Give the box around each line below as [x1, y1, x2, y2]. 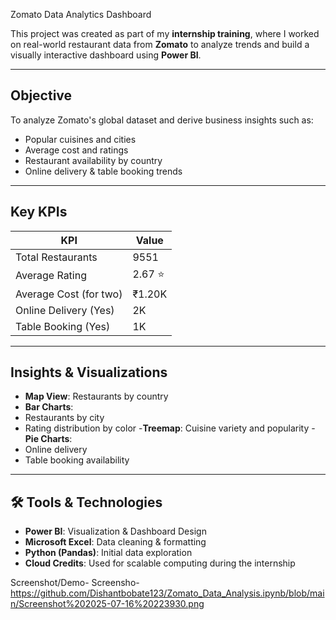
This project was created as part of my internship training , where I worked [10, 28, 320, 39]
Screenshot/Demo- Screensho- [10, 577, 140, 589]
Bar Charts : [24, 401, 74, 413]
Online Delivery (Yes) [15, 303, 115, 317]
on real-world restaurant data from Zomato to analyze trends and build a [10, 39, 310, 50]
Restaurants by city [24, 412, 105, 424]
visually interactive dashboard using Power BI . [10, 49, 202, 61]
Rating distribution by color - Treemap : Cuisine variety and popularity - [24, 422, 316, 434]
